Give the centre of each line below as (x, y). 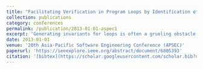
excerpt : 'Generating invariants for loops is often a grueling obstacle (101, 34)
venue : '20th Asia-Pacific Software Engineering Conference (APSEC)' (96, 46)
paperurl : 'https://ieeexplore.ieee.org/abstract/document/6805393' (94, 51)
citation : (19, 56)
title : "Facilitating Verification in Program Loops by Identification (98, 12)
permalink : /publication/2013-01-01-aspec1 (62, 28)
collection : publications (39, 17)
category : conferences (35, 23)
